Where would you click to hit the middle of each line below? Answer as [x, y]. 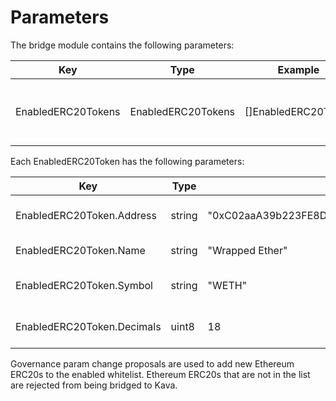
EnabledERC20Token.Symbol [84, 285]
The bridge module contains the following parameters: [122, 45]
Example [298, 69]
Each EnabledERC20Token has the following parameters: [127, 161]
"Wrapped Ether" [247, 250]
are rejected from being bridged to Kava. [94, 385]
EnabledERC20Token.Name [80, 250]
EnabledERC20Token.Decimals [88, 326]
